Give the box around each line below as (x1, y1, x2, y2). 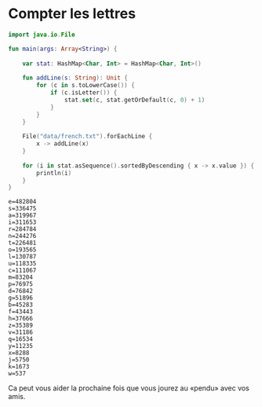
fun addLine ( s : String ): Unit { (22, 74, 128, 82)
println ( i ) (36, 169, 72, 177)
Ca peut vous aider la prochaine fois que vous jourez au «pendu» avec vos (8, 383, 249, 393)
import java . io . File (8, 31, 76, 38)
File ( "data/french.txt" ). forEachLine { (22, 133, 153, 141)
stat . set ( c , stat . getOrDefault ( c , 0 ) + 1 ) (64, 96, 206, 104)
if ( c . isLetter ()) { (49, 89, 118, 97)
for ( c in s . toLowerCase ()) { (36, 82, 135, 90)
